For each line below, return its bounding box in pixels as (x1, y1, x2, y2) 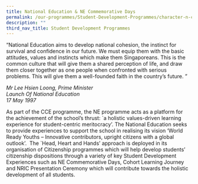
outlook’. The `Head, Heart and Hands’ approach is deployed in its (6, 140, 167, 147)
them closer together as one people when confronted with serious (6, 66, 167, 74)
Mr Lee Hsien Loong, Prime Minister (6, 84, 93, 92)
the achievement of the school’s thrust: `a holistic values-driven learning (6, 115, 181, 122)
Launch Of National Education (6, 91, 80, 98)
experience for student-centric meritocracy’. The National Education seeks (6, 121, 187, 128)
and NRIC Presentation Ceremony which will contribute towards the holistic (6, 165, 189, 172)
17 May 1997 (6, 97, 37, 104)
